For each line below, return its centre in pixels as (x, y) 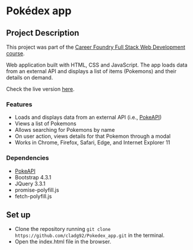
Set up (18, 215)
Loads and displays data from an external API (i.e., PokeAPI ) (88, 118)
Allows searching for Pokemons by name (65, 130)
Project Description (43, 33)
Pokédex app (39, 11)
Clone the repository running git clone (63, 229)
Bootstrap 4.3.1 (33, 177)
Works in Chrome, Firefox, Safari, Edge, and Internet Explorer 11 (92, 143)
